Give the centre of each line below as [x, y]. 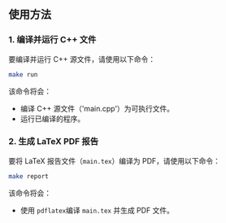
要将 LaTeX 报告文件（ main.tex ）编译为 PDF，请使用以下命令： [115, 160]
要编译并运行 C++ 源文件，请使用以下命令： [82, 59]
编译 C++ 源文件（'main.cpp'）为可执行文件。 [97, 108]
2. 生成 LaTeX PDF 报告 [54, 142]
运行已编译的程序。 [52, 118]
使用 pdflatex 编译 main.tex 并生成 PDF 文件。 [97, 210]
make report [28, 176]
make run [23, 74]
